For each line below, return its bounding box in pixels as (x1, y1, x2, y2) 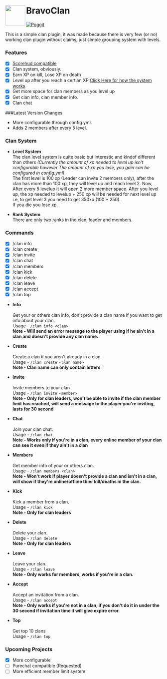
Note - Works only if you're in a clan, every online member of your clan (12, 437, 162, 443)
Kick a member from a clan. (12, 498, 70, 505)
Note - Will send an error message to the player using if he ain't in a (12, 328, 155, 334)
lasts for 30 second (12, 406, 54, 412)
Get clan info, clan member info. (12, 94, 79, 100)
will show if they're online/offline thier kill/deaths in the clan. (12, 478, 141, 484)
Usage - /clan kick (12, 504, 53, 510)
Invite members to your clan (12, 384, 70, 390)
